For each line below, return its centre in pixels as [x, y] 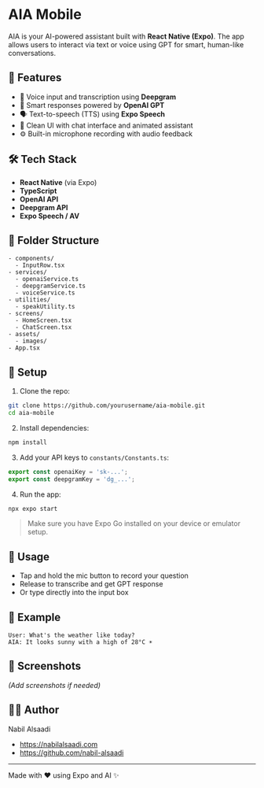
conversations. [32, 53]
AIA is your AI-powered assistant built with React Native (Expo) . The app [126, 36]
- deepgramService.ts [51, 286]
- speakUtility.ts [46, 307]
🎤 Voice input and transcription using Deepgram [98, 97]
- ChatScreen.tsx [44, 327]
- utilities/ [29, 300]
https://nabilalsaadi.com [59, 744]
